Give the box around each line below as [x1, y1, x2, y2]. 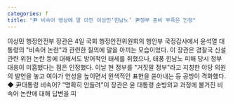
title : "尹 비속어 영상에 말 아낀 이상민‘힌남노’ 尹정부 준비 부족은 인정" [7, 17, 197, 24]
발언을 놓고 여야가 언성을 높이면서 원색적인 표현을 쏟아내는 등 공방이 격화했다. [14, 71, 227, 80]
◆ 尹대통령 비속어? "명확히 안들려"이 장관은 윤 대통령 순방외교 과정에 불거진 [7, 80, 216, 89]
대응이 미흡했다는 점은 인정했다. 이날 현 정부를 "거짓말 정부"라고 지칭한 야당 [7, 63, 213, 71]
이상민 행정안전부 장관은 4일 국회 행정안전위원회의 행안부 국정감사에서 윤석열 [7, 36, 218, 45]
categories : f [7, 10, 49, 17]
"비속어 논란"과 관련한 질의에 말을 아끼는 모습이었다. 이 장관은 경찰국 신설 [25, 45, 227, 54]
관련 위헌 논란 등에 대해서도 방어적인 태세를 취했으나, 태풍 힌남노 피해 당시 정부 [7, 54, 222, 63]
